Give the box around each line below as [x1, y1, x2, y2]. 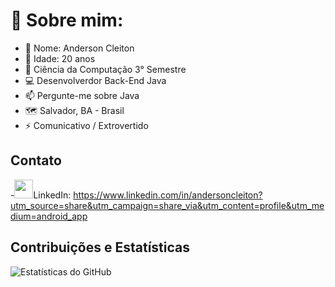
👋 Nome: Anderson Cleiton [24, 42, 135, 54]
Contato [10, 152, 62, 169]
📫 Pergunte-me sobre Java [24, 89, 140, 101]
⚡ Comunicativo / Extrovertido [24, 119, 149, 131]
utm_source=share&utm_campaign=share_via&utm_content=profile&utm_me [10, 199, 325, 211]
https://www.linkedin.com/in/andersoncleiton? [73, 189, 263, 201]
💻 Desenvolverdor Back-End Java [24, 74, 167, 86]
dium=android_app [10, 210, 88, 222]
